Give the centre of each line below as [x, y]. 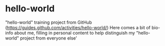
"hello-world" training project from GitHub [49, 22]
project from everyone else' [48, 38]
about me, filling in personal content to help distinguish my [75, 33]
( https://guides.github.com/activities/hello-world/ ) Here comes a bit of [78, 27]
